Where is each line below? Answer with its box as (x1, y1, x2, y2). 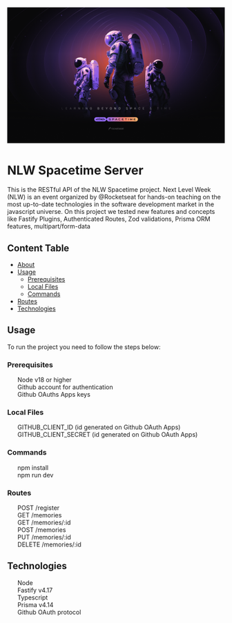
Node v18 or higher (17, 376, 72, 384)
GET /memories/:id (17, 518, 71, 526)
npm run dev (17, 471, 54, 479)
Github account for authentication (17, 383, 114, 391)
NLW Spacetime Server (7, 163, 144, 179)
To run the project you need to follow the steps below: (7, 342, 161, 351)
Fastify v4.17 (17, 586, 53, 594)
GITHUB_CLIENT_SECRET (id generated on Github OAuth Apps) (17, 431, 198, 439)
